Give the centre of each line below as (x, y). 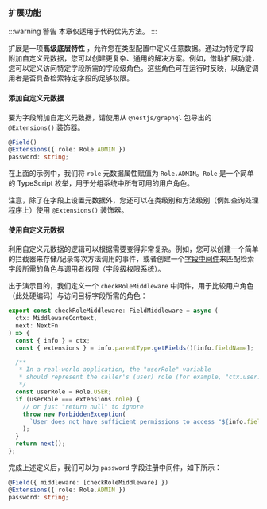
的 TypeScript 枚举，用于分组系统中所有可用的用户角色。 (101, 183)
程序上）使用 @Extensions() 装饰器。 (68, 210)
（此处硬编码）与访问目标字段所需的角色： (78, 296)
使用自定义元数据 (36, 229)
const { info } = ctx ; (53, 340)
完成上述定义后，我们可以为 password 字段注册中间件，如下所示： (115, 467)
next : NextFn (37, 326)
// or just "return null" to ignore (83, 407)
